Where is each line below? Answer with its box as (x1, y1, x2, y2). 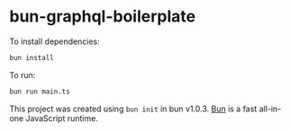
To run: (9, 69, 36, 80)
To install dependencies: (9, 36, 101, 47)
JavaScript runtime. (25, 112, 99, 123)
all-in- (258, 103, 282, 114)
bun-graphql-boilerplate (9, 6, 196, 27)
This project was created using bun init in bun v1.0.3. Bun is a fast (9, 103, 258, 114)
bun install (9, 53, 54, 62)
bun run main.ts (9, 87, 70, 96)
